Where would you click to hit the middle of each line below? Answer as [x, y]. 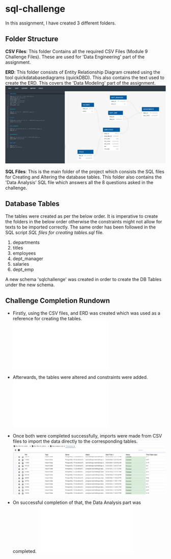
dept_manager [28, 259]
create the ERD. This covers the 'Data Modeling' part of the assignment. [81, 83]
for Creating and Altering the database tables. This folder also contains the [83, 177]
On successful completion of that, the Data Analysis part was [77, 502]
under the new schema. [30, 285]
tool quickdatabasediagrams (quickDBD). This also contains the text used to [85, 78]
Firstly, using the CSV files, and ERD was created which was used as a [86, 313]
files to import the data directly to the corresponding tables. [75, 441]
